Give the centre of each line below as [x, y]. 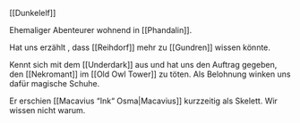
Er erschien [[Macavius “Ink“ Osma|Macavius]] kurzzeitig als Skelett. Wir [143, 101]
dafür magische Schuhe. [55, 83]
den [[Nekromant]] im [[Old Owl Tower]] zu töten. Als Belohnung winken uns [150, 74]
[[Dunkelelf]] [33, 13]
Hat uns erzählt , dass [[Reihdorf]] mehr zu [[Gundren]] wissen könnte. [140, 47]
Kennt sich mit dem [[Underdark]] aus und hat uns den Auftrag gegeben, [143, 65]
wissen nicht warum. [47, 110]
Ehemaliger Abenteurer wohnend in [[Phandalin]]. [101, 30]
